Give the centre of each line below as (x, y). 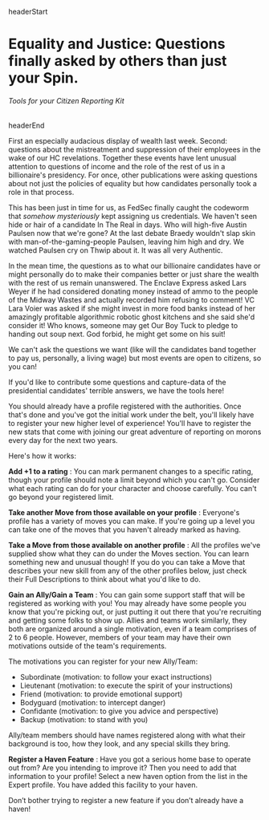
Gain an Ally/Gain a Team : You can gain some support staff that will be (127, 595)
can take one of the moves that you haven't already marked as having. (124, 530)
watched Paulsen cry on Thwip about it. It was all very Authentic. (116, 250)
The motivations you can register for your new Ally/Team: (103, 662)
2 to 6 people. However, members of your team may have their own (120, 638)
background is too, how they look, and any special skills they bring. (119, 744)
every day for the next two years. (63, 440)
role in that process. (41, 193)
